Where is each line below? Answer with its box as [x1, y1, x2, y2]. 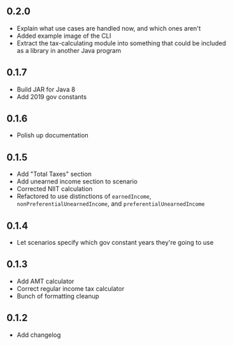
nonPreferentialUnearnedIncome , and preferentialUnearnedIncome [16, 200, 205, 208]
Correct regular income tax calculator [16, 284, 125, 292]
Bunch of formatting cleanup [16, 292, 100, 300]
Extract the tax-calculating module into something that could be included [16, 38, 227, 47]
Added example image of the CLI [16, 31, 112, 40]
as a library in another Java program [16, 46, 121, 54]
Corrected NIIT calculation [16, 185, 93, 193]
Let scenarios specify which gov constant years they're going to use [16, 239, 214, 247]
